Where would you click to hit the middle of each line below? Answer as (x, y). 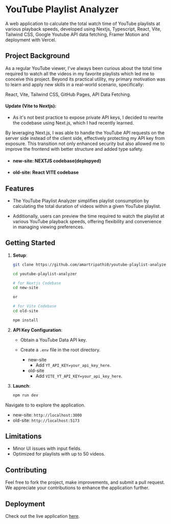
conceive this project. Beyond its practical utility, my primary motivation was (85, 79)
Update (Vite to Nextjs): (31, 106)
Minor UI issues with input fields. (47, 448)
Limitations (23, 436)
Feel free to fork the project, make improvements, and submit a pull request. (85, 482)
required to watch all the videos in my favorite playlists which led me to (80, 74)
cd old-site (25, 311)
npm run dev (25, 395)
